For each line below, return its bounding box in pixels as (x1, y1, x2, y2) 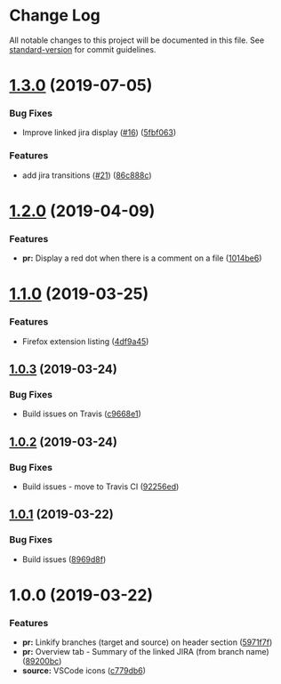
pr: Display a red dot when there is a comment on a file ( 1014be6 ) (21, 253, 262, 263)
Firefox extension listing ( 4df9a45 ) (21, 335, 149, 347)
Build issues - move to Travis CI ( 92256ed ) (21, 481, 180, 492)
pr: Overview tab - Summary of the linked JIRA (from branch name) (21, 647, 269, 657)
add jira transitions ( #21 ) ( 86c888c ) (21, 170, 152, 181)
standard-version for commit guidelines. (9, 44, 157, 54)
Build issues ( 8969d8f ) (21, 553, 107, 565)
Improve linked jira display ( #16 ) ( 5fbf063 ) (21, 127, 176, 138)
